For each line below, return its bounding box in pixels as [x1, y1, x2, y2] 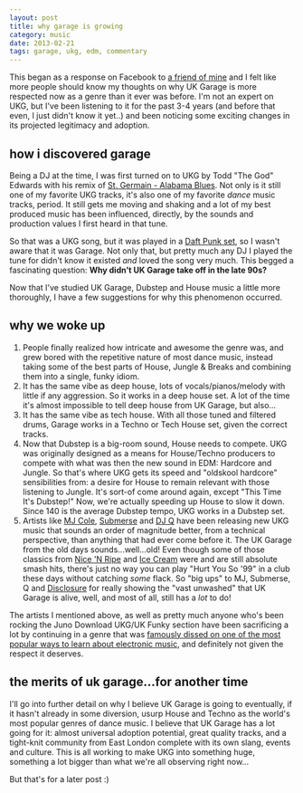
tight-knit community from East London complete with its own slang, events [9, 737, 291, 748]
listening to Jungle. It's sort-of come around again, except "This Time [22, 486, 282, 497]
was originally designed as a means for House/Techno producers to [22, 447, 276, 458]
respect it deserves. [9, 648, 84, 659]
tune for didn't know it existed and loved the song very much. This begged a [9, 254, 294, 265]
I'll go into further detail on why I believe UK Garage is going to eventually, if [9, 698, 292, 709]
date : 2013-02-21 [9, 38, 75, 48]
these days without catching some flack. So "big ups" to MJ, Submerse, [22, 572, 291, 584]
